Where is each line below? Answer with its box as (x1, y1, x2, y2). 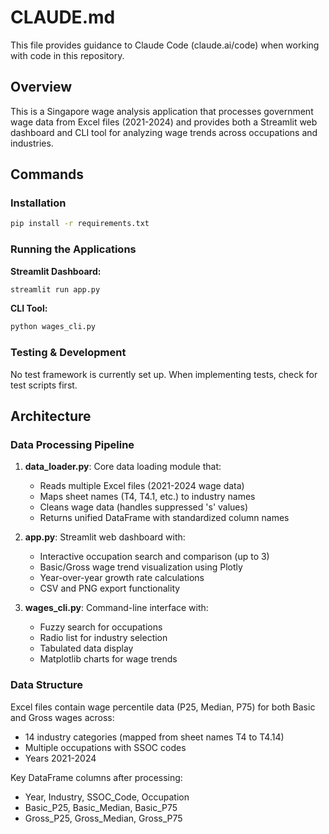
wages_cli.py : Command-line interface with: (24, 602, 209, 614)
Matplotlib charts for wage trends (39, 653, 178, 665)
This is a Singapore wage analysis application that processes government (10, 105, 314, 117)
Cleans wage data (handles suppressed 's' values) (39, 501, 248, 513)
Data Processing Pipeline (10, 437, 135, 451)
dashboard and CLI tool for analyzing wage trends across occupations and (10, 126, 318, 138)
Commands (10, 166, 85, 183)
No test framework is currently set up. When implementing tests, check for (10, 368, 318, 380)
